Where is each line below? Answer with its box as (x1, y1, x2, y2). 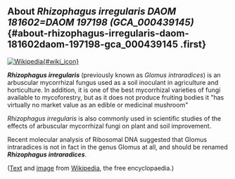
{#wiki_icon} (42, 57, 80, 65)
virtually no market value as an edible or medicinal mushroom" (7, 100, 189, 109)
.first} (180, 39, 207, 51)
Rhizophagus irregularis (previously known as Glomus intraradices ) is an (7, 70, 222, 79)
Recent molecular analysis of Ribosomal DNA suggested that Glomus (7, 135, 208, 143)
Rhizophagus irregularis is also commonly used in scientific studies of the (7, 114, 222, 122)
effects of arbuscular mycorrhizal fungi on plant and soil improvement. (7, 121, 212, 130)
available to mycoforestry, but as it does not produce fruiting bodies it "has (7, 93, 224, 101)
